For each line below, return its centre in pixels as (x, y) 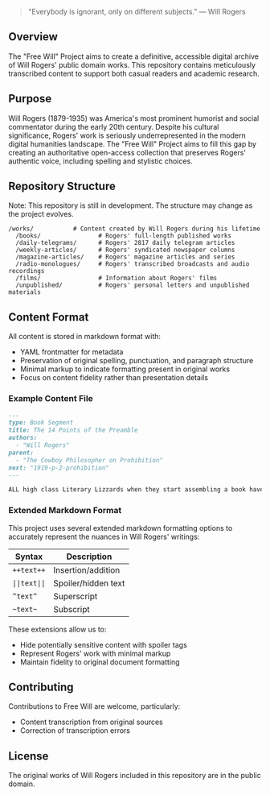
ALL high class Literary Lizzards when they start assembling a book (127, 490)
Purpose (30, 99)
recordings (27, 271)
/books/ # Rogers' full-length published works (123, 236)
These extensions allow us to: (57, 629)
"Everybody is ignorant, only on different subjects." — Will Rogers (137, 12)
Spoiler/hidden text (89, 583)
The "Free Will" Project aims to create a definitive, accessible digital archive (134, 56)
